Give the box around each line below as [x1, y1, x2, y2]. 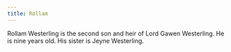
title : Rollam [7, 10, 49, 17]
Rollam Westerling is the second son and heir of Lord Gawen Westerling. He [7, 29, 225, 37]
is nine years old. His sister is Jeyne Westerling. [7, 36, 144, 45]
